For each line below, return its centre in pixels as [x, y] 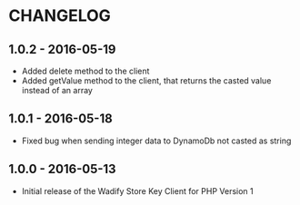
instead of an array [57, 90]
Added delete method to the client [85, 71]
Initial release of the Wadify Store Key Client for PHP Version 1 [137, 190]
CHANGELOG [60, 16]
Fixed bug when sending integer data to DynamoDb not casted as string [156, 141]
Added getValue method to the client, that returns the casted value [146, 81]
